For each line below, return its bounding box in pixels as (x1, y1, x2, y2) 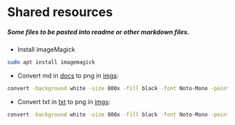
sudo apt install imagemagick (7, 59, 96, 66)
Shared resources (7, 4, 113, 20)
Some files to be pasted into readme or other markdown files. (7, 27, 190, 36)
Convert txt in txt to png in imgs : (17, 97, 111, 105)
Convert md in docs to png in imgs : (17, 71, 119, 80)
